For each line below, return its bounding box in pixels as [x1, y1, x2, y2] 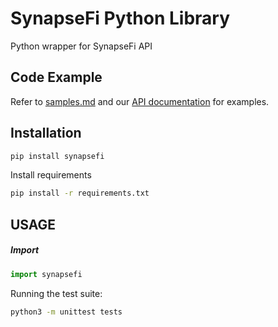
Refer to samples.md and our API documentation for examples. [10, 95, 270, 107]
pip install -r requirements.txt [10, 188, 150, 199]
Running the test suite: [10, 287, 103, 299]
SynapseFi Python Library [10, 7, 231, 30]
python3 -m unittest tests [10, 307, 123, 317]
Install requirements [10, 169, 92, 181]
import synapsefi [10, 269, 83, 279]
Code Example [10, 69, 103, 86]
